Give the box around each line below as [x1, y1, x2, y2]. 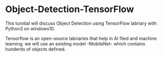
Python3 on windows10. [5, 25, 55, 31]
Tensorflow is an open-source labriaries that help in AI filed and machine [5, 35, 157, 41]
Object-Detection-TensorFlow [5, 4, 134, 15]
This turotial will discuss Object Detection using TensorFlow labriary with [5, 20, 157, 26]
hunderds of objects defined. [5, 46, 66, 52]
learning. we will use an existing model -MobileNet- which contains [5, 40, 145, 46]
